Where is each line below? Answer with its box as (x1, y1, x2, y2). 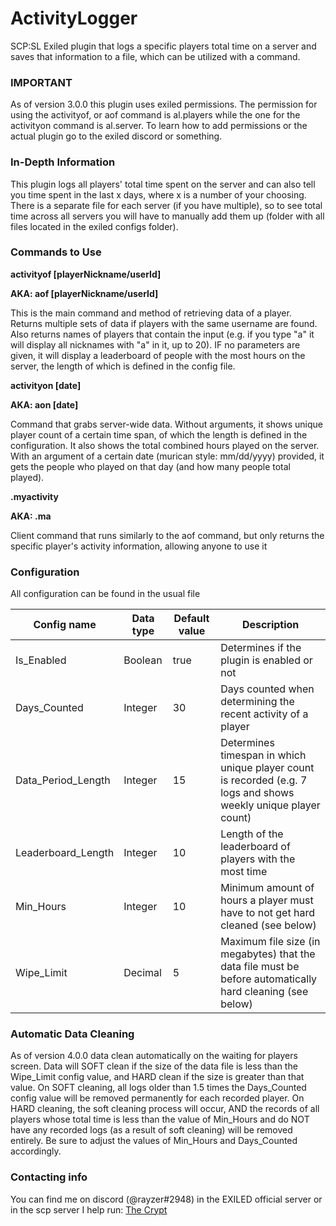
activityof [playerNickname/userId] (10, 268, 162, 280)
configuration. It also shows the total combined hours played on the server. (10, 439, 320, 451)
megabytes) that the (220, 947, 316, 961)
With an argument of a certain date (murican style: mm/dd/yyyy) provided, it (10, 450, 325, 462)
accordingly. (10, 1145, 62, 1157)
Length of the (220, 827, 284, 841)
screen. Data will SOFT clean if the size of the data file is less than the (10, 1060, 298, 1072)
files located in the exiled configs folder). (10, 220, 179, 232)
